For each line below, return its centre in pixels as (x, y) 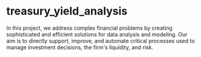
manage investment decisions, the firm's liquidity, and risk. (80, 47)
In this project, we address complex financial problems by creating (90, 28)
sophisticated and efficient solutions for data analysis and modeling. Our (97, 34)
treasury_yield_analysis (67, 11)
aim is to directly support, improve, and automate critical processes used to (101, 41)
